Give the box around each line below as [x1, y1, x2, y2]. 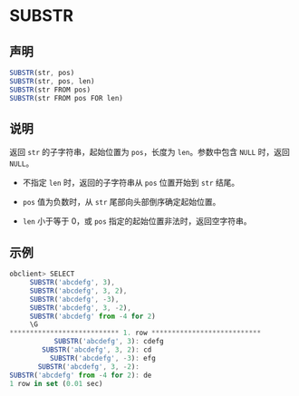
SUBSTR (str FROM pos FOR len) [9, 93, 124, 102]
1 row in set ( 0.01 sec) [9, 379, 103, 388]
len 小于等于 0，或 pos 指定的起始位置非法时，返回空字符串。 [22, 216, 252, 227]
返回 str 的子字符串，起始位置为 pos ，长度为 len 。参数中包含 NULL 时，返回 [9, 147, 290, 158]
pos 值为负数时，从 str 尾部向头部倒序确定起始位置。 [22, 197, 221, 208]
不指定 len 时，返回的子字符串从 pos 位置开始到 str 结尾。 [22, 178, 240, 188]
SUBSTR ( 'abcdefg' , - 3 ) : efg [49, 353, 156, 362]
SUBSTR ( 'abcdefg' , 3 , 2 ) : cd [42, 345, 152, 354]
